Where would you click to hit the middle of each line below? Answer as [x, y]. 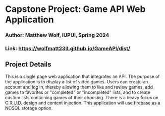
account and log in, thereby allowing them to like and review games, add [79, 87]
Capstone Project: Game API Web [75, 9]
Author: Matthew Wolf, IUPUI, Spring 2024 [57, 35]
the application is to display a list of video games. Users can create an [77, 82]
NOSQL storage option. [29, 108]
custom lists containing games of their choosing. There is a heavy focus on [82, 97]
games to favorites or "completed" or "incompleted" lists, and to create [78, 92]
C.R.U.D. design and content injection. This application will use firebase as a [83, 103]
